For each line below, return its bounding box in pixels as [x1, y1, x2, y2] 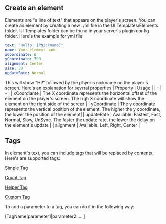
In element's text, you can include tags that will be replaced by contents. [5, 150, 154, 156]
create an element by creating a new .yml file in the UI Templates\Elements [5, 22, 158, 28]
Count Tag [5, 174, 27, 180]
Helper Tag [5, 184, 28, 190]
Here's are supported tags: [5, 155, 61, 161]
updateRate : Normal [5, 71, 46, 76]
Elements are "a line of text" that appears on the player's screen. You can [5, 17, 156, 23]
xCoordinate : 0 [5, 52, 37, 57]
